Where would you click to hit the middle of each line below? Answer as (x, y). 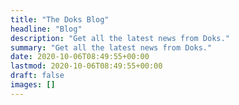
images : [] (33, 85)
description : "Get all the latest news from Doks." (120, 38)
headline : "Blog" (46, 29)
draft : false (37, 76)
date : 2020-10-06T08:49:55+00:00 (80, 57)
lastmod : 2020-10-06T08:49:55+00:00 (86, 66)
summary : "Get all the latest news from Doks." (111, 47)
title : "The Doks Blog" (60, 19)
